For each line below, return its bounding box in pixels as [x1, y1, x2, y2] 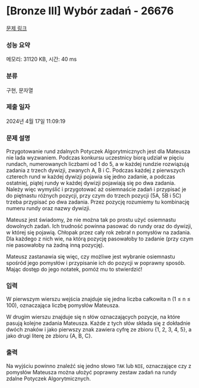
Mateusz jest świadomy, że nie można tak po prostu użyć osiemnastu [6, 216, 176, 224]
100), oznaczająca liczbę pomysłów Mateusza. [6, 302, 120, 309]
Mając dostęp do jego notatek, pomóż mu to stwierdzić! [6, 266, 143, 273]
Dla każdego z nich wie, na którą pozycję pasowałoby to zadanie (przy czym [6, 235, 194, 242]
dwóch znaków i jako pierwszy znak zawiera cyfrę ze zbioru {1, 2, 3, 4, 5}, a [6, 326, 192, 333]
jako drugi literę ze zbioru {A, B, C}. [6, 332, 93, 340]
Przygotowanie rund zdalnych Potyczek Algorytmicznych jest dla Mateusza [6, 148, 191, 155]
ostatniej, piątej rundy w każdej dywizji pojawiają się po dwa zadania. [6, 180, 176, 187]
